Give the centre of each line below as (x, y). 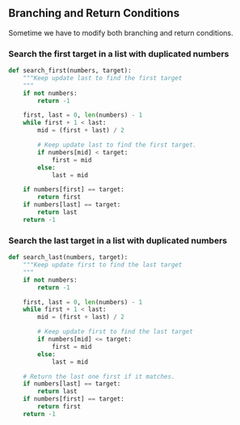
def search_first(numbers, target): (70, 71)
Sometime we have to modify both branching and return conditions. (121, 32)
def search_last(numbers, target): (68, 257)
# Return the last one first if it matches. (99, 376)
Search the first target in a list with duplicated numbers (119, 53)
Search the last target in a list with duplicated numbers (118, 240)
